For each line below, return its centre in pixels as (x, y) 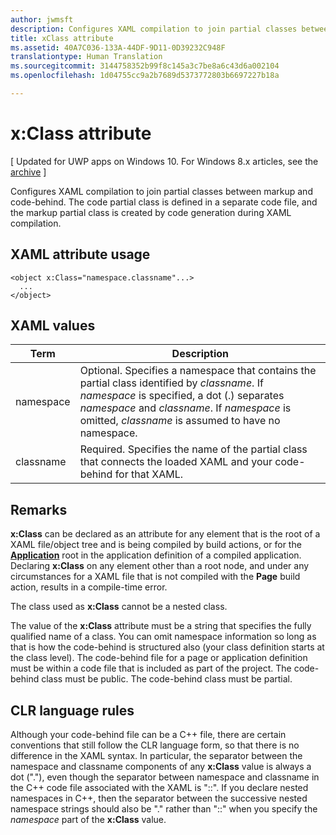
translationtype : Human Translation (86, 57)
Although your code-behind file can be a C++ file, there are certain (148, 735)
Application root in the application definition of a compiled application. (156, 555)
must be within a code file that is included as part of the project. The (151, 668)
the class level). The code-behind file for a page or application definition (159, 658)
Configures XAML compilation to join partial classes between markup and (161, 191)
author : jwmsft (42, 19)
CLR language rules (72, 710)
